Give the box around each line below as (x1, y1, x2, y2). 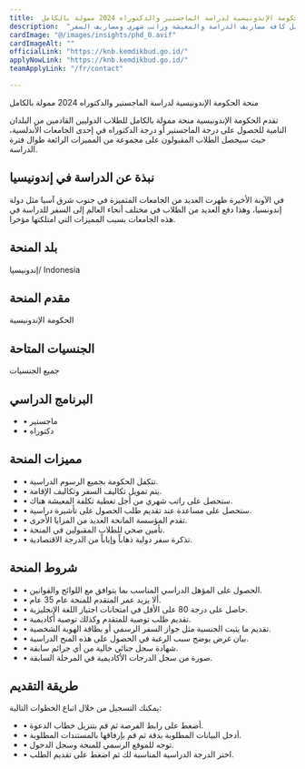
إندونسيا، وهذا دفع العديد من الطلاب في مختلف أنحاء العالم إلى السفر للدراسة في (9, 204, 282, 215)
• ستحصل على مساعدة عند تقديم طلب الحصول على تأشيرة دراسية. (22, 504, 252, 515)
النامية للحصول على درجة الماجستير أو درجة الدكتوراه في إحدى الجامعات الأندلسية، (9, 124, 288, 135)
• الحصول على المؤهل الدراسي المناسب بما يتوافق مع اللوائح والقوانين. (22, 584, 263, 595)
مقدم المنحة (9, 290, 71, 306)
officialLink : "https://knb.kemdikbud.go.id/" (9, 47, 189, 56)
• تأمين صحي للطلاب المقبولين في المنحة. (22, 524, 165, 535)
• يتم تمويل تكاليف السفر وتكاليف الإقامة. (22, 485, 162, 496)
